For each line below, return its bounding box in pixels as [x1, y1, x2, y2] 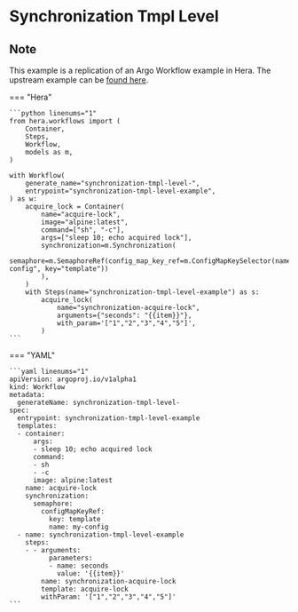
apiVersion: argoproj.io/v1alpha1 [9, 375, 137, 384]
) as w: [9, 195, 38, 203]
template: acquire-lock [41, 584, 129, 593]
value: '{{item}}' [56, 569, 125, 578]
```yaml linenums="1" [9, 367, 90, 376]
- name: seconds [48, 561, 109, 570]
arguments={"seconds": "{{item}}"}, [56, 311, 192, 320]
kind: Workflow [9, 383, 66, 392]
